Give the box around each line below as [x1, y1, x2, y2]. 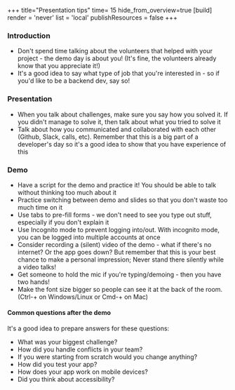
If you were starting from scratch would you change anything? [17, 353, 198, 361]
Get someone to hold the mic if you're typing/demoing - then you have [17, 270, 222, 278]
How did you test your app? [17, 361, 98, 369]
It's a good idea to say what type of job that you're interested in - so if [17, 69, 220, 78]
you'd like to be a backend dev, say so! [17, 76, 130, 85]
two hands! [17, 277, 51, 286]
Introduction [7, 31, 51, 41]
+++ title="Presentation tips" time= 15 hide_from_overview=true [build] [7, 6, 213, 14]
